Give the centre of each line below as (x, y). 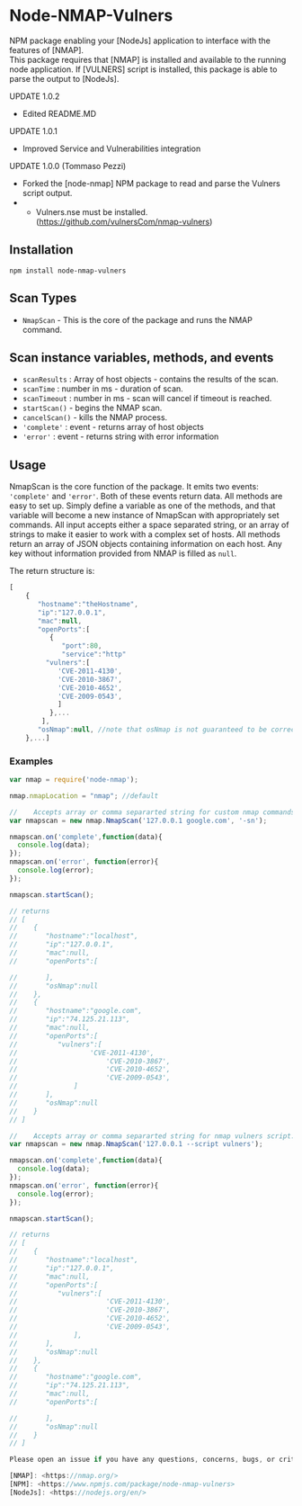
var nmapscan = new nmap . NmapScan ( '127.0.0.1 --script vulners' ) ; (136, 1144)
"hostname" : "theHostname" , (88, 604)
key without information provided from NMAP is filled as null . (123, 553)
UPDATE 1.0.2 (35, 96)
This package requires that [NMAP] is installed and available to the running (148, 59)
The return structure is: (52, 571)
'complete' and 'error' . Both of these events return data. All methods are (146, 497)
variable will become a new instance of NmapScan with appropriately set (145, 515)
